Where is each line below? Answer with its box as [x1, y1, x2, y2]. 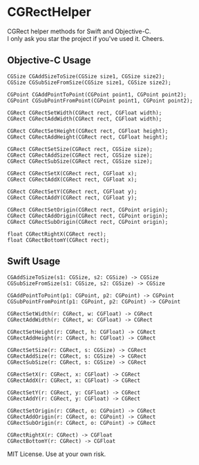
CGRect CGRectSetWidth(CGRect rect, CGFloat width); [7, 109, 162, 116]
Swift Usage [7, 256, 61, 267]
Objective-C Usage [7, 55, 91, 67]
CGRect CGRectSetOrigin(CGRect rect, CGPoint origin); [7, 206, 169, 213]
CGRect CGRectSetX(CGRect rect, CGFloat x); [7, 170, 138, 177]
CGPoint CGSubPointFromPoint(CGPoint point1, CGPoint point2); [7, 97, 193, 104]
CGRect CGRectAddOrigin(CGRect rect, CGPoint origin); [7, 212, 169, 219]
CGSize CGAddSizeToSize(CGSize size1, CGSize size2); [7, 73, 166, 80]
